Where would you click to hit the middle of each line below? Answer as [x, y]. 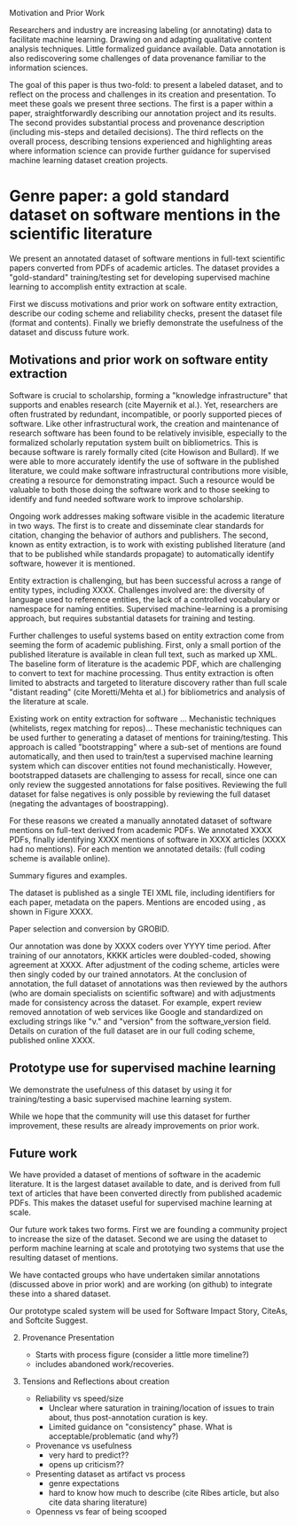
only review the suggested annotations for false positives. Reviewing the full [148, 784]
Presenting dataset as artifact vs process [110, 1474]
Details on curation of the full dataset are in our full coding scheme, [132, 1030]
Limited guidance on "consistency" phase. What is [141, 1427]
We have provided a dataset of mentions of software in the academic [135, 1175]
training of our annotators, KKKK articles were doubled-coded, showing [140, 955]
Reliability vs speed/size [79, 1399]
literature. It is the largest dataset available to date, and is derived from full [145, 1184]
